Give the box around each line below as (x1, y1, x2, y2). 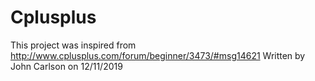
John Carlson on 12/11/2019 (10, 60, 123, 72)
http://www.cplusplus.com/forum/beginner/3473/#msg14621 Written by (10, 49, 306, 61)
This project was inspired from (10, 39, 137, 51)
